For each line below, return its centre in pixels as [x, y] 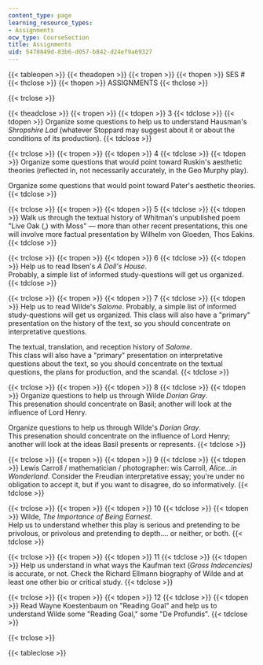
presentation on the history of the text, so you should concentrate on [119, 323]
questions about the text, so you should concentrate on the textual [116, 364]
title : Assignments [40, 45]
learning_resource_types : [50, 23]
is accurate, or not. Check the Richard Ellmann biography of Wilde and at [126, 574]
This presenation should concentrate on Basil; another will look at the [120, 404]
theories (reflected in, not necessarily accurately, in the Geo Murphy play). [128, 170]
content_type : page [40, 15]
